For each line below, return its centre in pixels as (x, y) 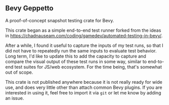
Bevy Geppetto (29, 8)
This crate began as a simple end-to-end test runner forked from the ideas (83, 30)
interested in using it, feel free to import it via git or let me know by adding (83, 92)
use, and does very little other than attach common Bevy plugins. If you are (84, 87)
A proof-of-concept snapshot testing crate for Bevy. (60, 20)
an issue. (15, 98)
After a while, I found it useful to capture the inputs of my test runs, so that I (84, 45)
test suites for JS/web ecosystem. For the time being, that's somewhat (88, 67)
